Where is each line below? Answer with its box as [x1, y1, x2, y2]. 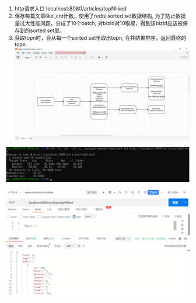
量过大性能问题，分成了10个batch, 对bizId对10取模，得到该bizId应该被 [14, 20, 183, 26]
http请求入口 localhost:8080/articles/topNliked [14, 5, 127, 12]
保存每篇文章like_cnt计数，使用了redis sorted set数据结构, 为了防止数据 [14, 12, 186, 19]
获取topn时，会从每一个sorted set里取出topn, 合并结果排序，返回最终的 [14, 35, 187, 41]
